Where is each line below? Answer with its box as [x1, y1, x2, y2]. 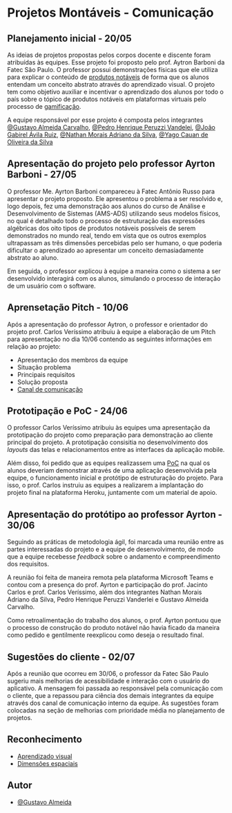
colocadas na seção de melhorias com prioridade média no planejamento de [7, 706, 225, 715]
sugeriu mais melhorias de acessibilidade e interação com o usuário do [7, 677, 210, 685]
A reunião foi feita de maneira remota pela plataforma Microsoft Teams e [7, 573, 214, 582]
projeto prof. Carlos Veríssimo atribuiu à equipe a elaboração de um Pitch [7, 327, 216, 335]
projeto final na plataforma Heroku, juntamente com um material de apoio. [7, 489, 217, 497]
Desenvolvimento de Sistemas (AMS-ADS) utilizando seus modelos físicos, [7, 209, 221, 218]
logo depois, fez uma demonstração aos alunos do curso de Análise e [7, 202, 206, 210]
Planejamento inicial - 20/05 [7, 33, 132, 44]
